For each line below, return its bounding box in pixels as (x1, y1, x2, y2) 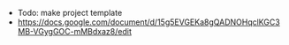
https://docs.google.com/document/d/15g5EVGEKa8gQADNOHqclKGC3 (17, 17, 280, 27)
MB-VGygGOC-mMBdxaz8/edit (17, 26, 133, 36)
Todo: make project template (17, 8, 123, 18)
